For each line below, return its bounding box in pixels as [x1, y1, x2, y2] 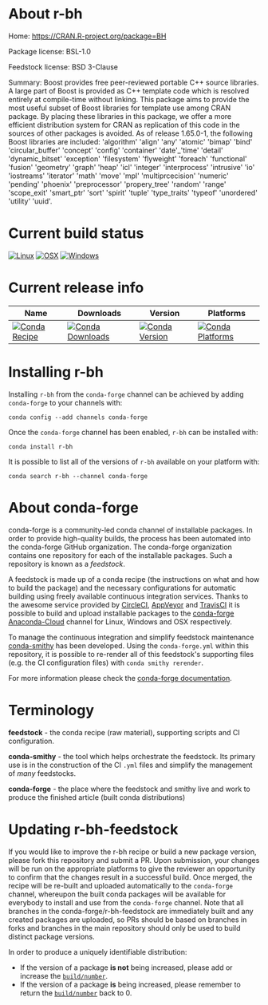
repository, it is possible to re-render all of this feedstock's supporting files [8, 649, 254, 659]
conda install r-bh [8, 442, 73, 451]
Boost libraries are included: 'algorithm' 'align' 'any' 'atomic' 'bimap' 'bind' [8, 137, 253, 146]
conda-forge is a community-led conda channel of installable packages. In [8, 524, 253, 535]
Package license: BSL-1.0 [8, 46, 92, 56]
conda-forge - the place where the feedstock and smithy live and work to [8, 784, 250, 793]
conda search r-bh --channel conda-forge [8, 472, 148, 480]
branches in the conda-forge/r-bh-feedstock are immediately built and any [8, 906, 254, 916]
